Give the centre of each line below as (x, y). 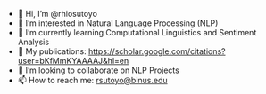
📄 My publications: (52, 51)
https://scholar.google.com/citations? (157, 51)
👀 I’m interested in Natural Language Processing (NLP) (118, 23)
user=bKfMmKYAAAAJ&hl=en (73, 61)
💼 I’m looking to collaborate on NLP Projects (99, 70)
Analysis (33, 42)
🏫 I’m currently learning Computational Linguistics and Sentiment (137, 32)
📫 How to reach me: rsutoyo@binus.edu (92, 80)
